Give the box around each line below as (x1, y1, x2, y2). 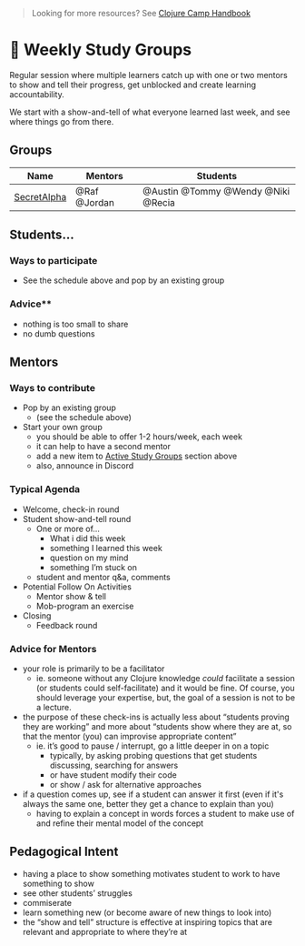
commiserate (22, 897, 73, 908)
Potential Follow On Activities (22, 581, 132, 592)
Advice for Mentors (9, 642, 97, 655)
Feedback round (35, 619, 98, 630)
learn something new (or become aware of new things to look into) (22, 907, 272, 918)
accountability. (9, 88, 65, 99)
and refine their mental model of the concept (35, 818, 204, 829)
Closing (22, 609, 52, 621)
